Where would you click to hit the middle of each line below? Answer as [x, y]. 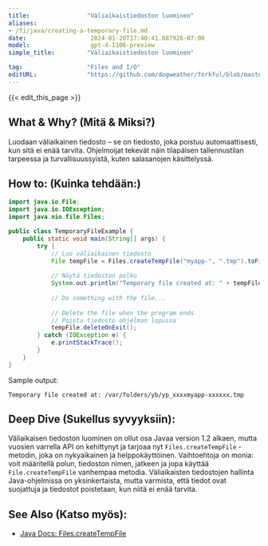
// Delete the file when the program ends [122, 313]
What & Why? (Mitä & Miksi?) [82, 123]
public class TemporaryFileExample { [71, 231]
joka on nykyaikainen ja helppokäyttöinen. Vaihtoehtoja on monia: [146, 455]
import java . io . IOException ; [57, 210]
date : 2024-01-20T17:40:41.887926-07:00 [106, 38]
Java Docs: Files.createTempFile [73, 534]
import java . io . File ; [44, 202]
